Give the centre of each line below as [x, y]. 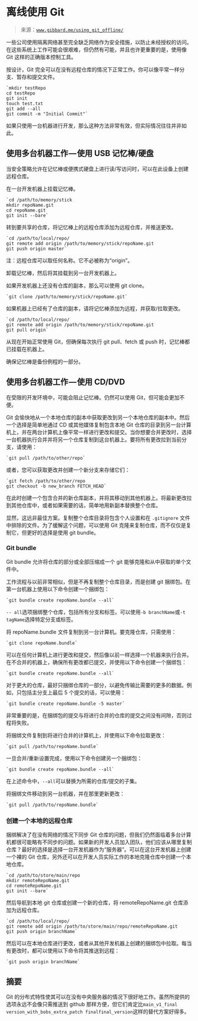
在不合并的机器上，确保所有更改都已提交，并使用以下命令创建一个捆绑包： [96, 662]
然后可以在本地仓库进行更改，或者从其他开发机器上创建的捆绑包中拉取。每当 [99, 944]
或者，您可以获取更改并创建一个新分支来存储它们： [68, 470]
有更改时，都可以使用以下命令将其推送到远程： [63, 951]
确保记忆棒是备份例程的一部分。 [45, 362]
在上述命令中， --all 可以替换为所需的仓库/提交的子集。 [73, 781]
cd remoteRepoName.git [34, 886]
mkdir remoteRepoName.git [38, 881]
